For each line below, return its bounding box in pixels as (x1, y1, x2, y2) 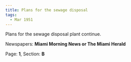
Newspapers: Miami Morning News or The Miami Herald (5, 41, 126, 47)
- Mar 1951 (10, 17, 33, 22)
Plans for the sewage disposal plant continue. (5, 31, 101, 37)
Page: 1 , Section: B (5, 51, 45, 57)
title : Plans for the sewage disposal (5, 7, 88, 13)
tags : (5, 12, 17, 17)
